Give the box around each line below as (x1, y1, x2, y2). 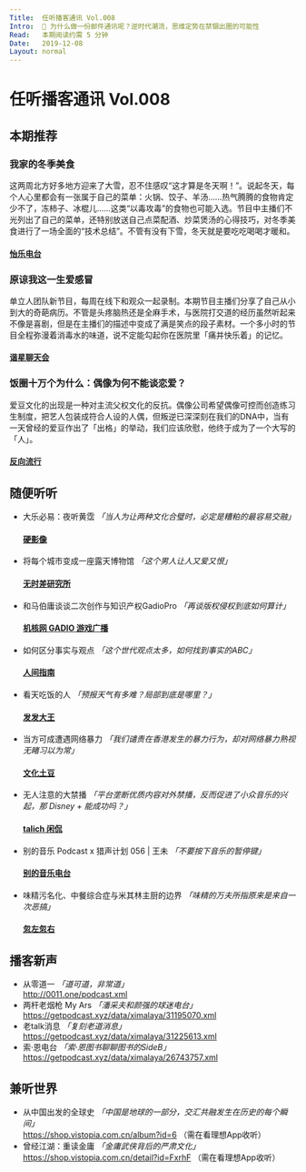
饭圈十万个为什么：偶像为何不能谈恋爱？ (9, 377, 186, 389)
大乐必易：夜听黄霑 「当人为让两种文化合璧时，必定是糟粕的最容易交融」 (22, 511, 296, 522)
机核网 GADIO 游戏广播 (22, 622, 109, 633)
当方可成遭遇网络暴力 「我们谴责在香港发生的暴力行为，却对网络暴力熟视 (22, 733, 296, 744)
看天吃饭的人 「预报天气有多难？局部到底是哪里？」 (22, 689, 216, 700)
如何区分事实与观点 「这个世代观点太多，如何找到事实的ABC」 (22, 644, 257, 655)
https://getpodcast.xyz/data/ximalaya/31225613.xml (22, 1031, 218, 1042)
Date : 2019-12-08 (9, 38, 84, 48)
